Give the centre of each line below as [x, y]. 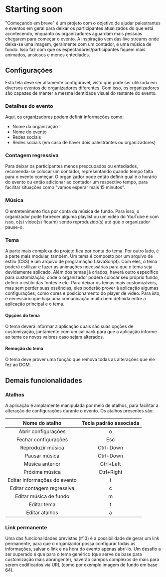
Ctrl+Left [110, 464]
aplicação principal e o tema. [35, 304]
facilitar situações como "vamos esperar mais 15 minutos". [65, 188]
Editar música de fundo [42, 496]
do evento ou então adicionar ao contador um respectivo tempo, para [77, 182]
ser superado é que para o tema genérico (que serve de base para [74, 554]
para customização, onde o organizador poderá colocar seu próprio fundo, [82, 277]
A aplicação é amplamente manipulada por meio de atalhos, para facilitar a [82, 405]
